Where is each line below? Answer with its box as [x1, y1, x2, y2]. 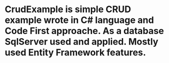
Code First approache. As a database [5, 25, 164, 37]
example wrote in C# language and [5, 14, 154, 26]
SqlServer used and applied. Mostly [5, 36, 158, 48]
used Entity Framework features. [5, 47, 146, 58]
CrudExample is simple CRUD [5, 4, 131, 15]
